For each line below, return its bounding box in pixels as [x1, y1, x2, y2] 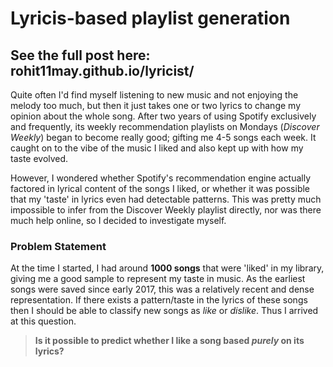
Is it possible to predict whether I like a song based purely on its [34, 335, 305, 347]
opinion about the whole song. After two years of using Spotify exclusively [10, 110, 317, 122]
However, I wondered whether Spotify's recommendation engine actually [10, 172, 312, 184]
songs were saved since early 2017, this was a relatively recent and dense [10, 283, 315, 296]
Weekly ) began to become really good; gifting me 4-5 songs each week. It [10, 132, 317, 143]
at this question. [10, 315, 77, 327]
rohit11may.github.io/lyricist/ [10, 62, 195, 79]
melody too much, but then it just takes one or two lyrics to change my [10, 100, 302, 111]
